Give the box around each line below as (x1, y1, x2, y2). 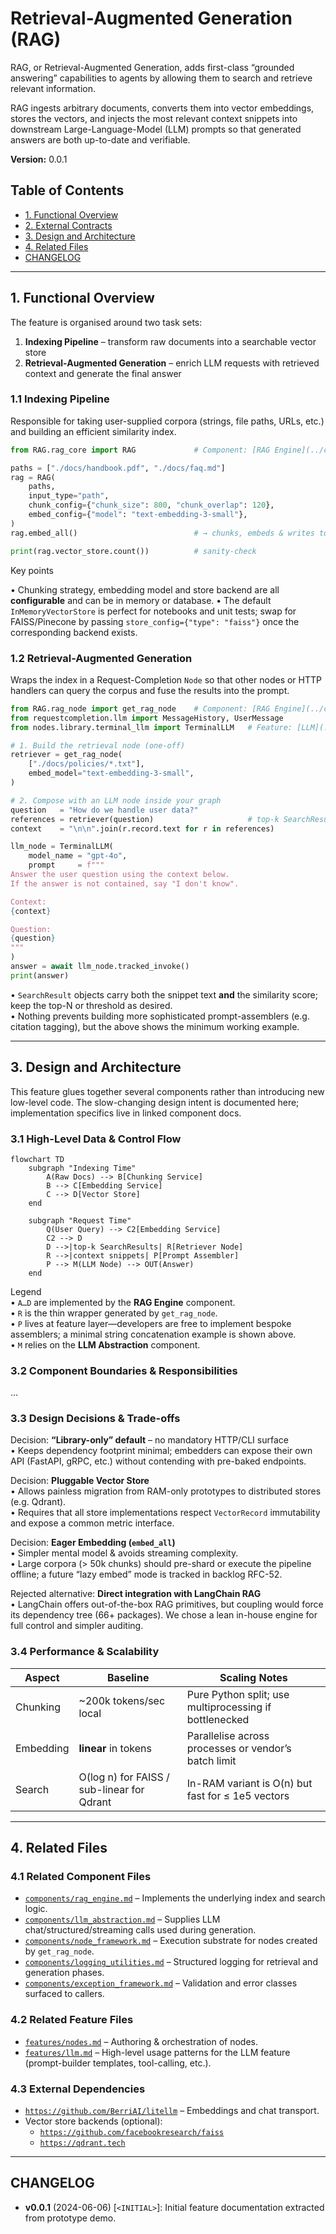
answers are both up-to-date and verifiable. (10, 133, 191, 146)
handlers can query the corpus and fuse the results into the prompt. (10, 684, 290, 696)
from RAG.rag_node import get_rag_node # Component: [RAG (10, 703, 271, 714)
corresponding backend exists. (10, 626, 138, 638)
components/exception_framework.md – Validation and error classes (24, 1977, 298, 1989)
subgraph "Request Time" (28, 1215, 132, 1226)
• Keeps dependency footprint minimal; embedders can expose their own (10, 1445, 313, 1457)
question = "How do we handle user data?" (10, 805, 199, 815)
